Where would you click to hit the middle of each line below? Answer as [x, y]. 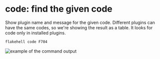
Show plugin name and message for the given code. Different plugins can [80, 22]
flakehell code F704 [27, 42]
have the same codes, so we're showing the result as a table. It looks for [79, 27]
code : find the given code [59, 9]
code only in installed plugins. [35, 33]
